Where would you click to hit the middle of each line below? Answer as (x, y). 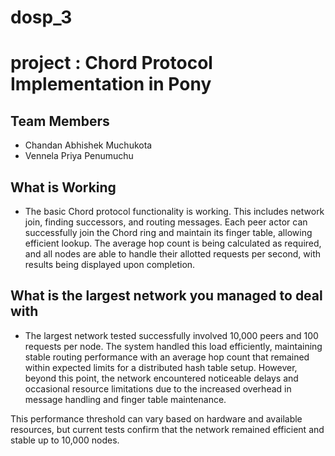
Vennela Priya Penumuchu (79, 156)
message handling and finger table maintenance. (125, 399)
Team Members (60, 121)
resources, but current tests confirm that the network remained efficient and (167, 429)
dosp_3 (41, 17)
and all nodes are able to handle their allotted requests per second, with (173, 254)
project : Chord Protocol (111, 63)
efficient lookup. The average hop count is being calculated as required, (173, 243)
